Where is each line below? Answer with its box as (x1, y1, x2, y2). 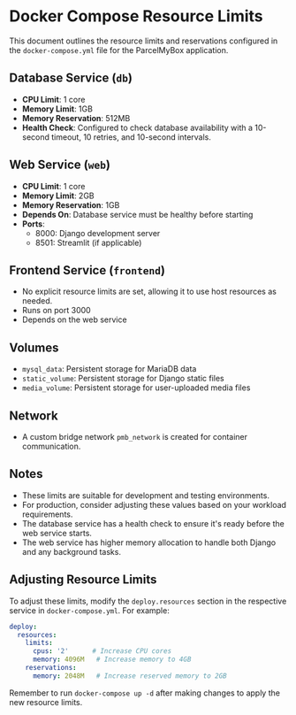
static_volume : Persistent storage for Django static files (21, 373, 224, 384)
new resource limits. (9, 696, 83, 707)
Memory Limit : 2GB (21, 190, 95, 201)
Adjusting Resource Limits (9, 573, 157, 588)
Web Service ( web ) (9, 158, 110, 173)
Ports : (21, 219, 46, 229)
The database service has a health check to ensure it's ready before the (21, 518, 285, 528)
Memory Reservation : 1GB (21, 199, 120, 210)
